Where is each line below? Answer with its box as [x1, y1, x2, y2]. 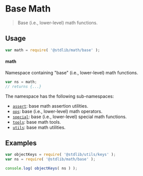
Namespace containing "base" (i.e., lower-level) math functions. [5, 69, 138, 75]
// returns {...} [5, 84, 42, 89]
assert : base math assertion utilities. [12, 103, 89, 109]
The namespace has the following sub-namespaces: [5, 93, 114, 99]
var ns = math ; [5, 79, 37, 84]
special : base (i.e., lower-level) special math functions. [12, 114, 127, 120]
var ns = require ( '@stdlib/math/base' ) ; [5, 157, 96, 162]
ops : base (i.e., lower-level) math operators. [12, 108, 103, 114]
